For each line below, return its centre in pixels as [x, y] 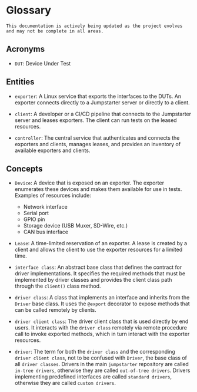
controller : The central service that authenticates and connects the [97, 138]
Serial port [36, 213]
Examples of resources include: [53, 196]
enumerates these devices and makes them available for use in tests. [98, 189]
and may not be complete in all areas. [55, 31]
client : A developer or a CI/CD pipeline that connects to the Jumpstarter [103, 114]
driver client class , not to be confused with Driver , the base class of [101, 358]
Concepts [24, 169]
